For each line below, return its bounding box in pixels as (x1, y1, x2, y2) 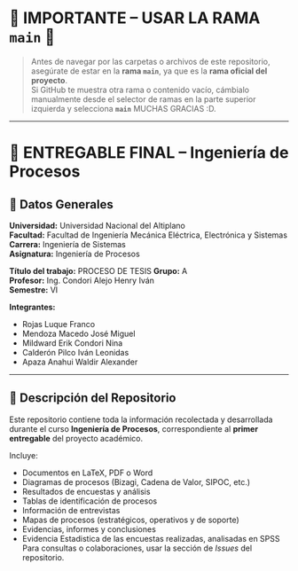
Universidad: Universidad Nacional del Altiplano (9, 220, 186, 231)
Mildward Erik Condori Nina (21, 337, 123, 348)
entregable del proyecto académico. (9, 433, 144, 443)
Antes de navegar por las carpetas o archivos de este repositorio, (30, 56, 271, 66)
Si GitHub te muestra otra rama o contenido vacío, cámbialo (30, 84, 250, 95)
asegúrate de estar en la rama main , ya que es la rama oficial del (30, 66, 268, 76)
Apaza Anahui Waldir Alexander (21, 356, 138, 367)
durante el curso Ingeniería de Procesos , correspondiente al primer (9, 423, 259, 434)
